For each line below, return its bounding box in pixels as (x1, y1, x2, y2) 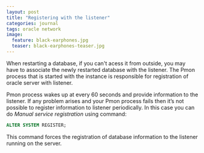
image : (6, 32, 23, 38)
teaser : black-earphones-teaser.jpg (12, 43, 105, 49)
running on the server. (6, 140, 62, 147)
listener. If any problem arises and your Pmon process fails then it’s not (6, 97, 185, 104)
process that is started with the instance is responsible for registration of (6, 73, 189, 80)
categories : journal (6, 20, 59, 26)
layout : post (6, 9, 40, 15)
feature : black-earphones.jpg (12, 37, 88, 43)
